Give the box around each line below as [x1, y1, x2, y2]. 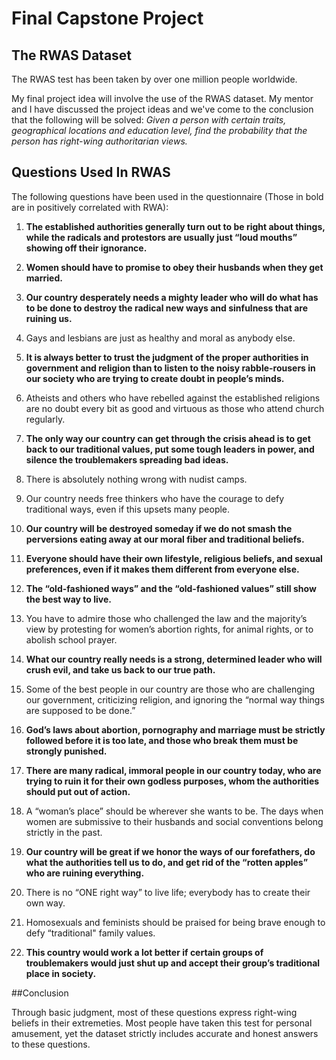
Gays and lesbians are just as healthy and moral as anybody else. [25, 332, 296, 344]
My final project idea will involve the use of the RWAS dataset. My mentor [11, 93, 314, 104]
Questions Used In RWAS [11, 164, 171, 181]
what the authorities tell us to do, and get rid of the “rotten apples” [25, 856, 309, 868]
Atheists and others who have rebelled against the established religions [25, 392, 321, 404]
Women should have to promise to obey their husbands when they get [25, 261, 324, 273]
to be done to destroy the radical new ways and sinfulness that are [25, 302, 308, 314]
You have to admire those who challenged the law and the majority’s [25, 612, 308, 624]
